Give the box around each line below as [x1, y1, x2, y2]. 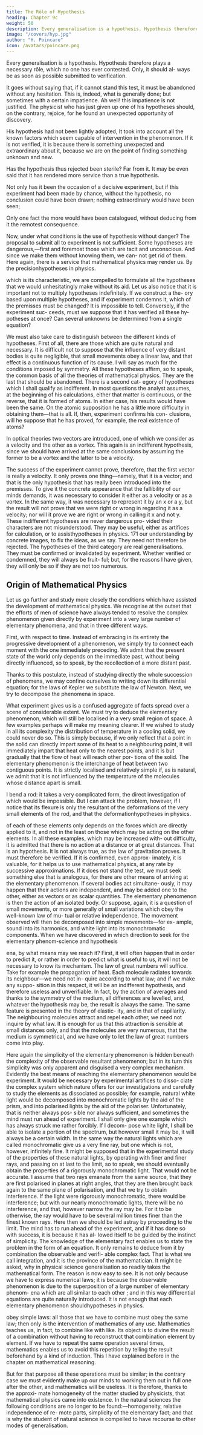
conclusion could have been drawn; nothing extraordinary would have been [6, 196, 195, 203]
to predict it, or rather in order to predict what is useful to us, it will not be [6, 956, 188, 963]
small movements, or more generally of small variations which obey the [6, 905, 184, 913]
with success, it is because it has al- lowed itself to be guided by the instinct [6, 1231, 196, 1238]
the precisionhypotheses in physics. [6, 264, 96, 272]
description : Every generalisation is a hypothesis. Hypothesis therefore [6, 25, 199, 32]
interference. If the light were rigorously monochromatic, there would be [6, 1192, 186, 1200]
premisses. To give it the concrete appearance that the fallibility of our [6, 485, 181, 492]
